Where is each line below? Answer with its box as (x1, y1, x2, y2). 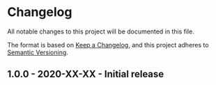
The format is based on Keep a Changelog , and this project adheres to (7, 40, 209, 49)
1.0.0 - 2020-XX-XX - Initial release (7, 68, 164, 80)
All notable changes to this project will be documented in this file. (7, 27, 195, 36)
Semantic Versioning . (7, 48, 68, 56)
